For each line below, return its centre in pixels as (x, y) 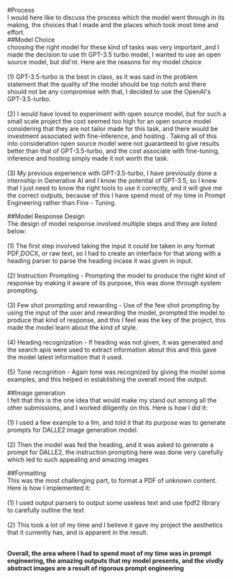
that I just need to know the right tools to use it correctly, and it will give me (115, 188)
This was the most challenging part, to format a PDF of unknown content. (112, 480)
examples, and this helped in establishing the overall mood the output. (108, 379)
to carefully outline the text (46, 510)
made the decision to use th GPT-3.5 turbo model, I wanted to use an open (114, 54)
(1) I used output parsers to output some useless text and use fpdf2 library (114, 503)
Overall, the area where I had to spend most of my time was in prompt (110, 553)
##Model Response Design (46, 216)
